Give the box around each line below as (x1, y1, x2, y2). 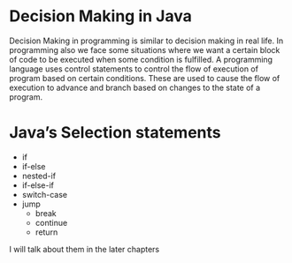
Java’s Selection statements (9, 123, 221, 143)
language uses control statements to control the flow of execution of (9, 64, 259, 74)
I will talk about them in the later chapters (9, 244, 160, 254)
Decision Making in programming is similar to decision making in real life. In (9, 35, 284, 46)
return (35, 227, 58, 237)
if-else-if (21, 179, 55, 191)
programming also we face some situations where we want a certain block (9, 44, 280, 55)
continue (35, 217, 68, 228)
